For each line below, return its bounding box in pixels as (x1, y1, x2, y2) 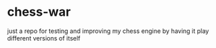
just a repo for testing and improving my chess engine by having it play (7, 27, 209, 35)
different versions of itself (7, 34, 81, 42)
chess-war (7, 4, 71, 20)
